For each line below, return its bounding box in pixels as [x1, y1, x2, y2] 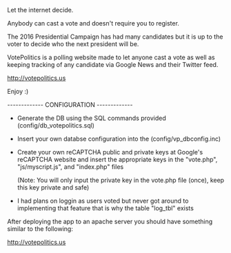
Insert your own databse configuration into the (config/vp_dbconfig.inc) [17, 134, 221, 143]
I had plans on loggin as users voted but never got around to [17, 196, 189, 205]
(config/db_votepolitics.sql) [17, 121, 95, 130]
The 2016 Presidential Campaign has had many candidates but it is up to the [7, 32, 223, 41]
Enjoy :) [7, 88, 29, 95]
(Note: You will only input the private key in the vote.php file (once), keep [17, 176, 225, 184]
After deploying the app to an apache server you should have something [7, 217, 212, 225]
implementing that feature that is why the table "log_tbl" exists [17, 204, 194, 212]
